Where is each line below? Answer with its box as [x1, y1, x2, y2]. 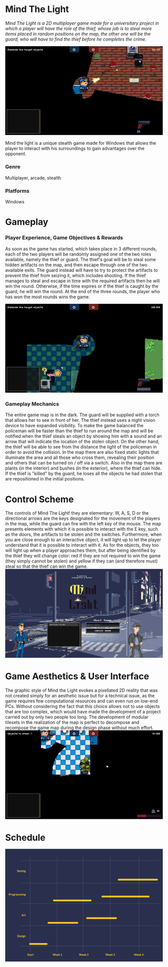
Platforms [5, 187, 30, 194]
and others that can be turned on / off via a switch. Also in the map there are [5, 460, 162, 466]
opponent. [5, 151, 26, 157]
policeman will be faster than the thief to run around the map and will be [5, 428, 153, 434]
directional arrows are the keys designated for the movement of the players [5, 516, 160, 522]
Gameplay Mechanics [5, 400, 59, 407]
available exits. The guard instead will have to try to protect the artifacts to [5, 267, 158, 273]
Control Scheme [5, 494, 74, 505]
